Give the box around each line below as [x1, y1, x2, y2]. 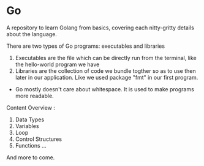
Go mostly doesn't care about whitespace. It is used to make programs [15, 85, 194, 92]
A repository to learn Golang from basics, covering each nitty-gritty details [6, 24, 194, 31]
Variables [15, 122, 39, 129]
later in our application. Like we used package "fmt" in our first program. [15, 74, 198, 81]
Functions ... [15, 141, 47, 149]
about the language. [6, 30, 57, 37]
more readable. [15, 92, 54, 99]
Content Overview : [6, 104, 55, 111]
